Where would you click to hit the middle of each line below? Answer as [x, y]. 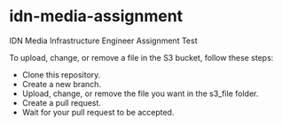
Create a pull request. [62, 102]
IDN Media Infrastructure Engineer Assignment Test [103, 41]
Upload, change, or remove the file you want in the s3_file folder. [140, 93]
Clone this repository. [61, 74]
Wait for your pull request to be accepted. [98, 112]
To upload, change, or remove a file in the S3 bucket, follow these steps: [141, 57]
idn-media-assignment [96, 16]
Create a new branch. [62, 84]
